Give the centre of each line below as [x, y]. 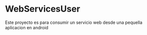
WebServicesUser [43, 9]
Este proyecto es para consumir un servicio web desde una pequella [74, 22]
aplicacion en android [27, 27]
